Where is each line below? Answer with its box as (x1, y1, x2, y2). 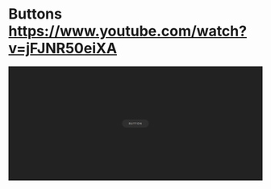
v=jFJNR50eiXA (8, 40, 118, 57)
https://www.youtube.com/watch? (8, 22, 248, 40)
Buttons (8, 5, 63, 23)
